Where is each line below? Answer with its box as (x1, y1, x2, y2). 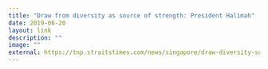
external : (8, 48, 41, 56)
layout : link (8, 26, 52, 34)
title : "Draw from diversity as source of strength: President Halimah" (8, 11, 255, 20)
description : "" (8, 33, 62, 42)
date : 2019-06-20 (8, 19, 66, 27)
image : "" (8, 41, 41, 49)
